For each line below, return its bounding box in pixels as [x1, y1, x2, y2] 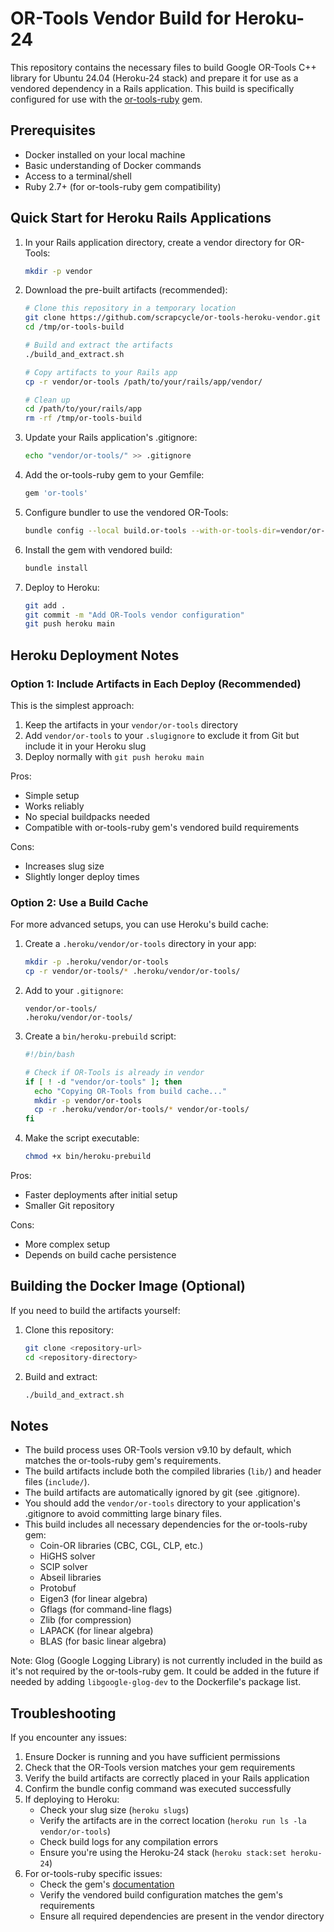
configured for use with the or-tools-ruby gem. [10, 93, 203, 105]
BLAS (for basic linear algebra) [39, 1635, 167, 1647]
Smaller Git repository [24, 1200, 115, 1212]
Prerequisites [10, 122, 96, 139]
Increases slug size [24, 860, 105, 872]
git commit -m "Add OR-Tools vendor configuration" [24, 610, 245, 620]
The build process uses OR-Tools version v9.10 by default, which [24, 1444, 292, 1456]
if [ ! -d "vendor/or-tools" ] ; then [24, 1077, 183, 1087]
